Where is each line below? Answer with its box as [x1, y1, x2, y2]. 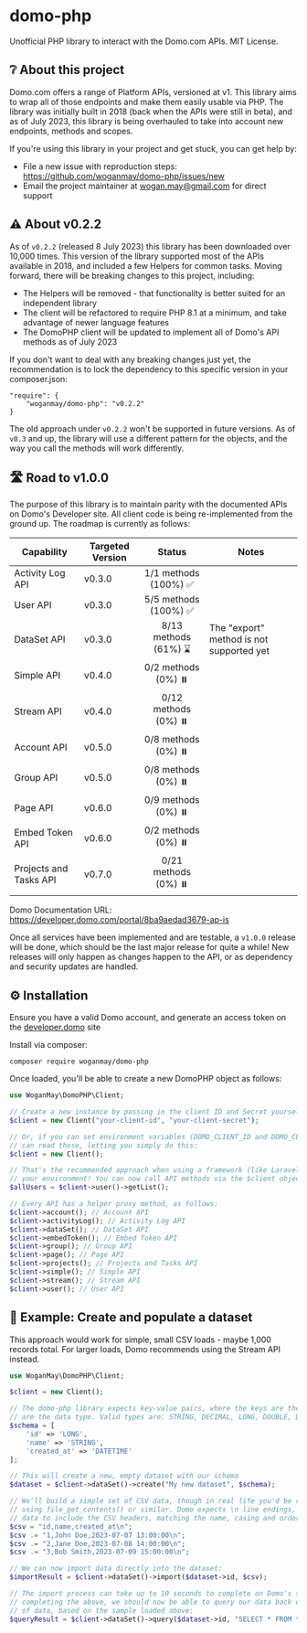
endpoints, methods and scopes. [9, 125, 133, 136]
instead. [9, 1353, 40, 1364]
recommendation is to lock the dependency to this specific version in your [9, 363, 289, 375]
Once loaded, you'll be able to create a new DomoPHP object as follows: [9, 1073, 282, 1084]
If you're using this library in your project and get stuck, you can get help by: [9, 143, 297, 154]
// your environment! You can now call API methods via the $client [9, 1174, 276, 1184]
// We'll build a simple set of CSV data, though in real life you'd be [9, 1497, 292, 1506]
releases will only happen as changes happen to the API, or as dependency [9, 952, 293, 963]
